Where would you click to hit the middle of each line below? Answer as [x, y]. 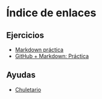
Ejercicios [25, 35]
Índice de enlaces [51, 13]
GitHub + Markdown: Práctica [52, 56]
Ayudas [21, 75]
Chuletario [28, 89]
